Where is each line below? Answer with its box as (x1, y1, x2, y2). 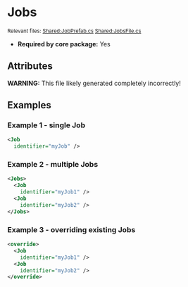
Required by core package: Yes (17, 39, 111, 48)
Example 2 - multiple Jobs (7, 160, 99, 170)
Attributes (7, 60, 53, 72)
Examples (7, 99, 51, 111)
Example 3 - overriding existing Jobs (7, 224, 136, 234)
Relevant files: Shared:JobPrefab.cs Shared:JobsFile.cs (7, 27, 142, 34)
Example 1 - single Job (7, 120, 86, 130)
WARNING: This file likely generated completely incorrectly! (7, 79, 181, 87)
